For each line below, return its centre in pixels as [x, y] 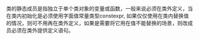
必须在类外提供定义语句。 [42, 30]
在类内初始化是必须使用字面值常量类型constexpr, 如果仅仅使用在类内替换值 [97, 16]
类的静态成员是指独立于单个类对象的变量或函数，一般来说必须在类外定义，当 [99, 8]
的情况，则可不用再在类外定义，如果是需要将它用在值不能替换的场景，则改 [97, 23]
